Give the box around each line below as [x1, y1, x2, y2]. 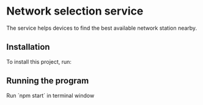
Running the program [6, 76, 89, 86]
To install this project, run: [6, 58, 72, 65]
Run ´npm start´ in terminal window [6, 92, 95, 99]
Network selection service [6, 4, 144, 18]
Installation [6, 42, 50, 52]
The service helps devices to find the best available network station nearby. [6, 24, 197, 32]
